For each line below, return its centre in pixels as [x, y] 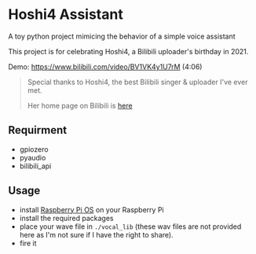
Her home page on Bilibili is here [80, 105]
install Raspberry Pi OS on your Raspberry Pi [91, 209]
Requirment [38, 130]
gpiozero [34, 149]
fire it [28, 243]
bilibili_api [35, 166]
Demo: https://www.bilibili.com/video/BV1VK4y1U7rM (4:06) [105, 66]
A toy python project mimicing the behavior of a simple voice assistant [122, 36]
